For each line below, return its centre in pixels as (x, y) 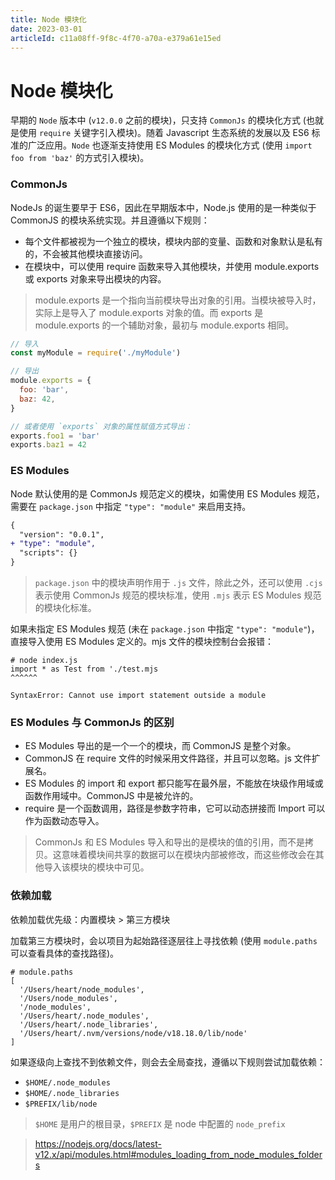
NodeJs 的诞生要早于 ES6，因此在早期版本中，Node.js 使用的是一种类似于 (163, 207)
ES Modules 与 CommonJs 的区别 (92, 722)
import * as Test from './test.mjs (84, 669)
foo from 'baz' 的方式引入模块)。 (80, 158)
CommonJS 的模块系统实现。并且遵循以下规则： (110, 220)
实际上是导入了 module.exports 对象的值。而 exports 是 (149, 312)
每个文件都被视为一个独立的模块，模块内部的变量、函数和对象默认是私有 (173, 241)
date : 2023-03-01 (46, 29)
